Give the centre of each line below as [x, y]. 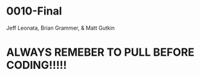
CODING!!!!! [37, 65]
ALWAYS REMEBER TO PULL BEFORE [100, 52]
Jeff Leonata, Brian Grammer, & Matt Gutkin [60, 28]
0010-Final [34, 11]
